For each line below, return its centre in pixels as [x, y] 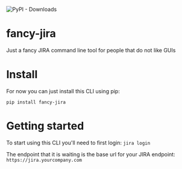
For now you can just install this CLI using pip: [63, 91]
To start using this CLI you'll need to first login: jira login [78, 143]
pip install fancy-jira [36, 102]
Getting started [45, 126]
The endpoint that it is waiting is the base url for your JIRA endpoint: [91, 154]
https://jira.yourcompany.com [44, 160]
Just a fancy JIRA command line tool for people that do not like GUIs [91, 50]
